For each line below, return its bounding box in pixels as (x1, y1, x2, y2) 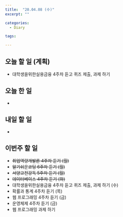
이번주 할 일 (5, 144, 38, 152)
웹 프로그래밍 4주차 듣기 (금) (12, 195, 67, 200)
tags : (5, 34, 16, 39)
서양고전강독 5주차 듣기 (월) (12, 170, 65, 176)
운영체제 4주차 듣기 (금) (12, 200, 58, 206)
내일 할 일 (5, 116, 32, 124)
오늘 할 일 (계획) (5, 57, 50, 66)
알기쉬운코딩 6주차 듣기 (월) (12, 164, 65, 170)
